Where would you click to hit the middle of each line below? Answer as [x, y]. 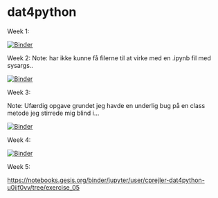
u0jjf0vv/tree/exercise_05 [44, 187]
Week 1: [18, 31]
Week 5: [19, 166]
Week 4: [19, 140]
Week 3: [19, 92]
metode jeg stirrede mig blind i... [53, 113]
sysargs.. [20, 65]
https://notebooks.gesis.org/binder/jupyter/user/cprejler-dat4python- [106, 180]
